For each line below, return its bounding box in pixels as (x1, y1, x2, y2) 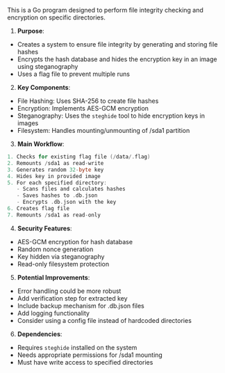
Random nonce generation (17, 245, 94, 253)
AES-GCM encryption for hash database (17, 237, 133, 246)
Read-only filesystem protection (17, 260, 110, 268)
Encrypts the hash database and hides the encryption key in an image (17, 55, 217, 63)
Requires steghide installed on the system (17, 343, 137, 351)
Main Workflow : (17, 140, 65, 148)
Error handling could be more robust (17, 287, 122, 295)
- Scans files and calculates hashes (16, 186, 126, 193)
